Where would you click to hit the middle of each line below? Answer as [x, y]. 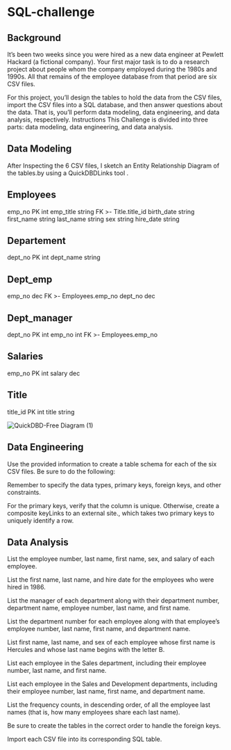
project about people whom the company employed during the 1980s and [112, 69]
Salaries [25, 356]
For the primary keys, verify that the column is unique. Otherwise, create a [113, 505]
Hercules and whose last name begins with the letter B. [86, 650]
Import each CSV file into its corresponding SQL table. [85, 739]
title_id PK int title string [41, 411]
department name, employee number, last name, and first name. [99, 608]
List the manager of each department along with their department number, [113, 601]
